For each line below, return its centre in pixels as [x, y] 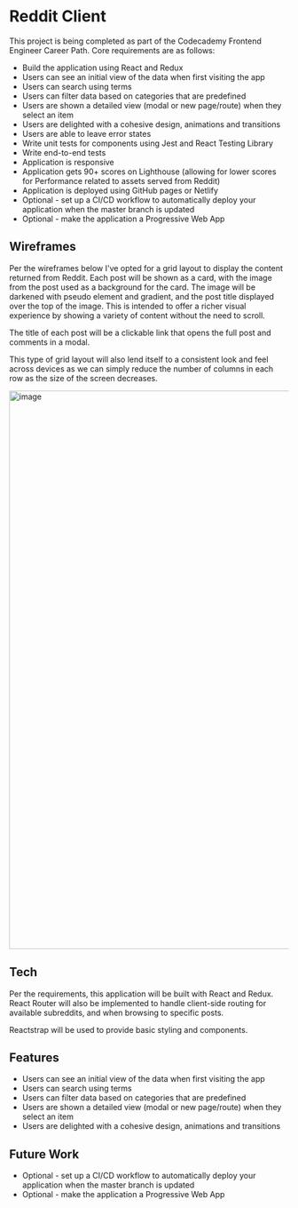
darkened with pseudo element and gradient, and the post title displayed [142, 296]
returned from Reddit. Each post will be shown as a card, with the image [141, 277]
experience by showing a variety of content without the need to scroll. [137, 315]
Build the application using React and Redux [102, 68]
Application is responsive [68, 162]
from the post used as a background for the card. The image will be [132, 287]
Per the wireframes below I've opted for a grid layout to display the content [146, 268]
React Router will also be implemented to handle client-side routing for [138, 1003]
